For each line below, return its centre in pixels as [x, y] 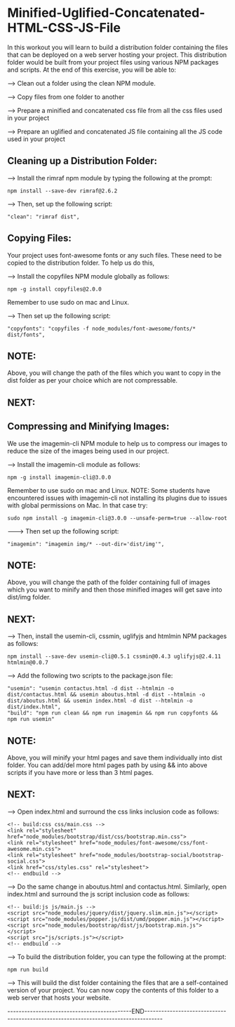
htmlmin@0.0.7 [28, 663]
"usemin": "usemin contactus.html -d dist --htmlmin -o [90, 689]
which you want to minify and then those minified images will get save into [115, 590]
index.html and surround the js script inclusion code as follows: [99, 894]
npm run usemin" [31, 720]
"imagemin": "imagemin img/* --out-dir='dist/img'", [86, 544]
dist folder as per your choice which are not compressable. [92, 380]
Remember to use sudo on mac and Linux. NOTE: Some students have [109, 490]
